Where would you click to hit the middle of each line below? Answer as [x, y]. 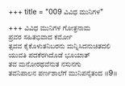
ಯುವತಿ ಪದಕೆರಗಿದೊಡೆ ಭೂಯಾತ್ [50, 55]
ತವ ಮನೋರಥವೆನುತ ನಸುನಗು [45, 64]
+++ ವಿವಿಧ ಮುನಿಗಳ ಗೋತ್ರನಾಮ [50, 28]
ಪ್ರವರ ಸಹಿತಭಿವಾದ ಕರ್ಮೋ [40, 37]
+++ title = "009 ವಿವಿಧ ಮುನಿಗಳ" [56, 12]
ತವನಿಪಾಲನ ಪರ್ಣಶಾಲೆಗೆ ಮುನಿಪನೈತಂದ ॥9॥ [63, 73]
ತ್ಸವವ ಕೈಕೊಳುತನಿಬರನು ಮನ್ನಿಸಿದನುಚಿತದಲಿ [60, 46]
